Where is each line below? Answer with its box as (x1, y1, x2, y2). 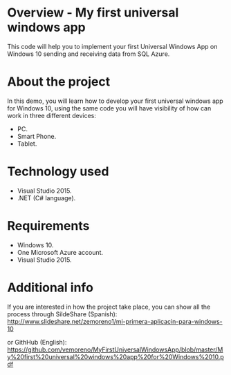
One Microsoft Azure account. (17, 248, 104, 256)
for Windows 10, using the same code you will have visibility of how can (7, 104, 212, 112)
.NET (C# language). (17, 193, 76, 202)
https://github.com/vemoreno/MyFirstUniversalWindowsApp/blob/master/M (7, 345, 223, 354)
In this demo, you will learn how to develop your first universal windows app (7, 97, 223, 105)
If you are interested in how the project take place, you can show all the (7, 302, 211, 311)
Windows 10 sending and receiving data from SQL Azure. (7, 50, 170, 58)
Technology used (7, 164, 109, 180)
